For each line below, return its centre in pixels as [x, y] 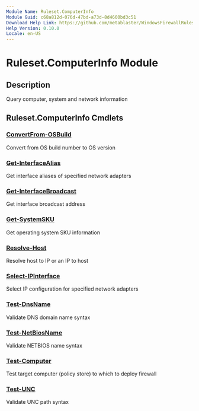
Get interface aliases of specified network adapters [69, 176]
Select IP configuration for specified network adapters [72, 289]
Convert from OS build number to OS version [61, 147]
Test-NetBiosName [34, 333]
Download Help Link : [32, 23]
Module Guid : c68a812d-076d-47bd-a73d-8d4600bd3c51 [71, 17]
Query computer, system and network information [67, 99]
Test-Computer [29, 361]
